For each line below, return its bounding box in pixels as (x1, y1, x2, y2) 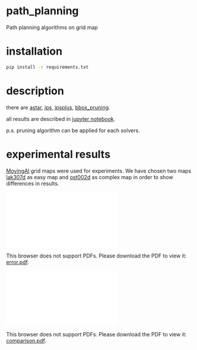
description (6, 84, 64, 97)
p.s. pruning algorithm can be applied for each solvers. (6, 126, 141, 134)
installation (6, 44, 63, 58)
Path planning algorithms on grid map (6, 24, 98, 31)
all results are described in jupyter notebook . (6, 115, 116, 122)
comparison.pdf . (6, 337, 46, 344)
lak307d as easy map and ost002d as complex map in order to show (6, 173, 173, 180)
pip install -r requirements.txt (6, 64, 89, 70)
